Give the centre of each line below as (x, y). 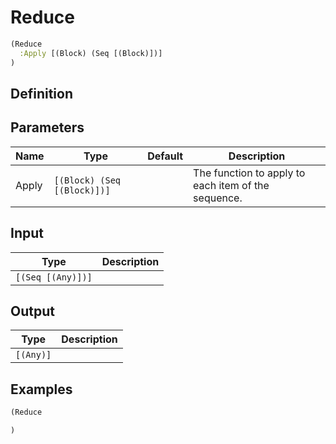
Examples (41, 389)
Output (32, 311)
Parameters (47, 127)
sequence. (218, 198)
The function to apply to (249, 173)
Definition (41, 93)
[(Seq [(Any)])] (54, 277)
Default (165, 156)
